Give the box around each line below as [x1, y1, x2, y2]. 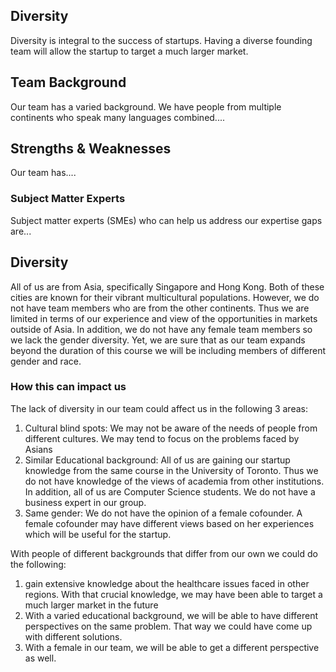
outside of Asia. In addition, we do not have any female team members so [10, 323, 313, 335]
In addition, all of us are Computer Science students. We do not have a [24, 485, 316, 498]
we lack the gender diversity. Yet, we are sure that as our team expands [10, 334, 306, 346]
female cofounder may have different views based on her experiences [24, 517, 315, 529]
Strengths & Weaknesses [10, 140, 172, 158]
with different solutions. [24, 630, 123, 643]
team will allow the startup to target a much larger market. [10, 45, 249, 57]
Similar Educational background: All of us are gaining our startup [24, 454, 291, 466]
